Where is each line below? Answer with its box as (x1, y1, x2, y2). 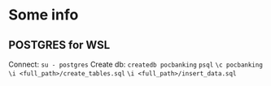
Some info (8, 6, 79, 24)
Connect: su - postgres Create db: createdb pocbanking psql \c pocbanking (8, 59, 263, 69)
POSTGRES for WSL (8, 38, 111, 52)
